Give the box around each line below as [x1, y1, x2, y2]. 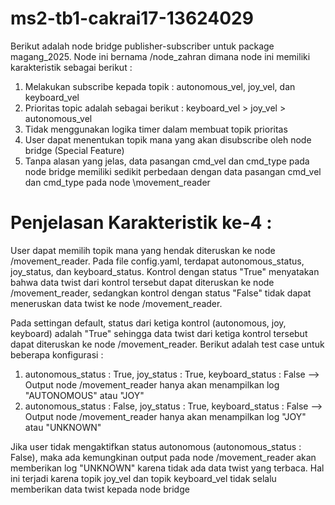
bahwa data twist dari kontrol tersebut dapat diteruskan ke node [10, 276, 275, 288]
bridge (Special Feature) [24, 144, 125, 156]
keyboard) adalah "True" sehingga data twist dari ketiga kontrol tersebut [10, 327, 308, 339]
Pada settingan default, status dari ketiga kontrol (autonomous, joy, [10, 317, 287, 329]
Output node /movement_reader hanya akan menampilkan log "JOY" [24, 410, 307, 422]
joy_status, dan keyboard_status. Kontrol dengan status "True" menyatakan [10, 265, 320, 277]
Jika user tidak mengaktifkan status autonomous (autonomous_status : [10, 440, 302, 452]
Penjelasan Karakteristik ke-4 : [10, 212, 273, 234]
